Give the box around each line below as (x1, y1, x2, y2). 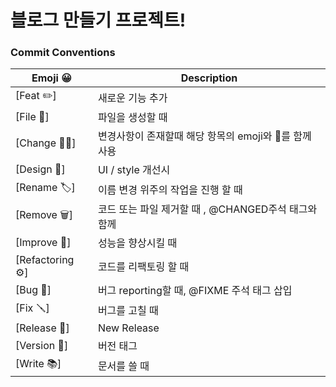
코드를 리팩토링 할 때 (97, 260, 190, 274)
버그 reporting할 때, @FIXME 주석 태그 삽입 (97, 284, 293, 298)
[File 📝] (15, 110, 50, 124)
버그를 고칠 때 (97, 303, 159, 317)
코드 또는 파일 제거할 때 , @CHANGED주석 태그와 (97, 202, 318, 216)
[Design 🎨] (15, 162, 66, 176)
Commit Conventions (10, 46, 116, 60)
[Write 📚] (15, 357, 62, 371)
